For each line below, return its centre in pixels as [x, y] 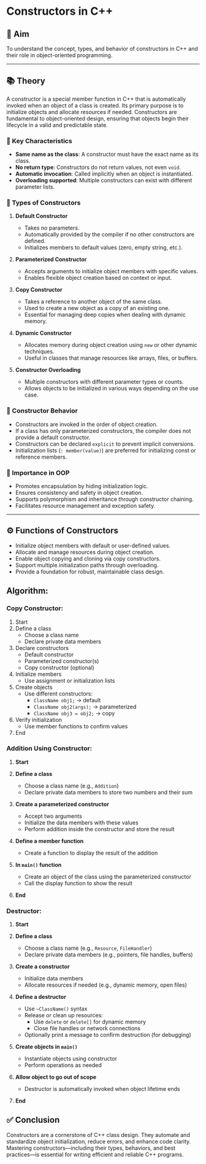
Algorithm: [27, 591]
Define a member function [49, 841]
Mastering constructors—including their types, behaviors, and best [91, 1148]
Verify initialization [39, 720]
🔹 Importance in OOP [38, 473]
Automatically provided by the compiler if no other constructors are [109, 235]
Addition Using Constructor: [49, 748]
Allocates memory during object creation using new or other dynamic [111, 345]
